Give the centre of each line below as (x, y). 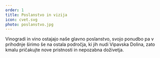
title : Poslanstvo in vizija (36, 15)
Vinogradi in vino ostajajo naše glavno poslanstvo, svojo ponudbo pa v (80, 39)
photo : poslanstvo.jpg (29, 24)
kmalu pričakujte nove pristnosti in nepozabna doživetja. (65, 50)
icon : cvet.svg (21, 20)
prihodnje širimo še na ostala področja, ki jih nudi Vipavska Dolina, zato (80, 45)
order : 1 (15, 10)
